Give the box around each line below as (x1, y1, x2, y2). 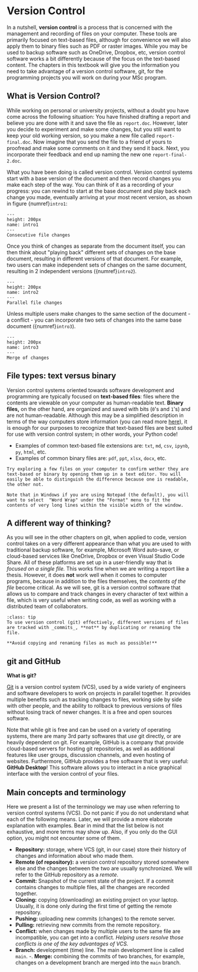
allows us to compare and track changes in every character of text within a (6, 590, 188, 598)
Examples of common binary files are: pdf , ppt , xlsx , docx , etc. (15, 454, 167, 462)
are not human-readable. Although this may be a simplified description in (6, 412, 184, 419)
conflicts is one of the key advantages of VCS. (15, 940, 128, 947)
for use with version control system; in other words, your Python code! (6, 430, 178, 438)
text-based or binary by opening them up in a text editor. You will (6, 471, 181, 477)
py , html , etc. (15, 448, 47, 455)
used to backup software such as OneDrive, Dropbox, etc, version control (6, 48, 186, 56)
